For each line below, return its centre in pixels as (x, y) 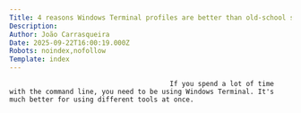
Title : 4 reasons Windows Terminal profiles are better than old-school (148, 17)
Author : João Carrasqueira (60, 34)
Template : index (39, 59)
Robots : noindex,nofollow (57, 51)
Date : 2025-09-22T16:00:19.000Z (69, 43)
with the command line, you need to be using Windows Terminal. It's (142, 91)
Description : (34, 26)
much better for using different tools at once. (102, 100)
